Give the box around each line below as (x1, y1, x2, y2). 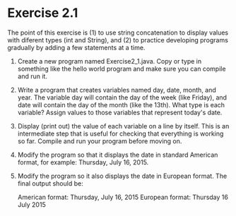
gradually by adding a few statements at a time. (7, 43, 146, 52)
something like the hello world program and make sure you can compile (17, 64, 226, 73)
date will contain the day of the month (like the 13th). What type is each (17, 100, 225, 109)
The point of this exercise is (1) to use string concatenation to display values (7, 28, 228, 37)
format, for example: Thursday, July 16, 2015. (17, 157, 149, 167)
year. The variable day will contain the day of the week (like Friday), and (17, 93, 228, 102)
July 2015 (17, 200, 46, 209)
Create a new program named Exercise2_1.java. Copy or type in (17, 56, 202, 65)
